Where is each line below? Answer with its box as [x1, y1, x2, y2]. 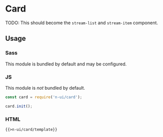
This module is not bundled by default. [5, 85, 85, 91]
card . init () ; [5, 104, 33, 109]
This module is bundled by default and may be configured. [5, 61, 127, 67]
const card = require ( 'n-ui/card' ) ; [5, 94, 82, 100]
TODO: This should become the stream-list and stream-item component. [5, 20, 158, 26]
